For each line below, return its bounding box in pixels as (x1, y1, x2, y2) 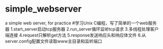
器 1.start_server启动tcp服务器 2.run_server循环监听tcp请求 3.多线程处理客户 (5, 26, 159, 32)
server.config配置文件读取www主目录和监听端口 (5, 38, 102, 44)
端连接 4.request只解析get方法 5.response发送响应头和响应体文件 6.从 (5, 32, 146, 38)
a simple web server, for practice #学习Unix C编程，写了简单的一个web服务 (5, 20, 157, 26)
